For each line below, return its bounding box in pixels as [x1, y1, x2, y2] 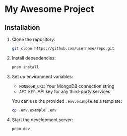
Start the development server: [11, 117, 73, 123]
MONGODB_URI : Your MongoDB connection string [19, 83, 115, 89]
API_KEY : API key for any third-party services [19, 88, 111, 94]
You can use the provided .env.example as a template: [11, 98, 123, 104]
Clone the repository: [11, 36, 56, 42]
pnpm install [11, 65, 39, 69]
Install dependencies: [11, 55, 56, 61]
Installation [4, 23, 40, 32]
